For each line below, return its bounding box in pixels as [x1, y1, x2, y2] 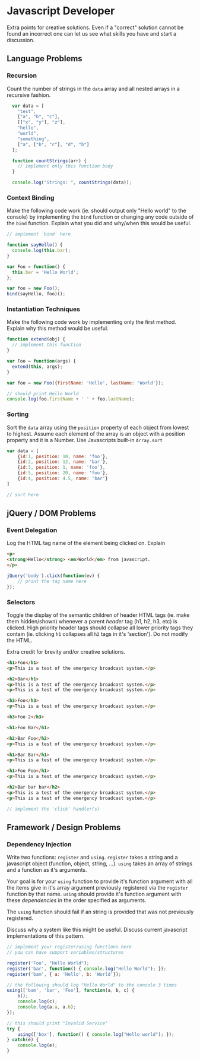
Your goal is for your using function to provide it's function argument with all [7, 878, 193, 885]
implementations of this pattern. [7, 932, 85, 940]
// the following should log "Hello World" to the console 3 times [7, 982, 177, 988]
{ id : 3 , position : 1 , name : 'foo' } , [17, 465, 106, 471]
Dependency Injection [7, 840, 72, 848]
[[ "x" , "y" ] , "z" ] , [17, 119, 66, 125]
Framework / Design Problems [7, 822, 121, 833]
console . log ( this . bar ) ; [12, 248, 71, 254]
